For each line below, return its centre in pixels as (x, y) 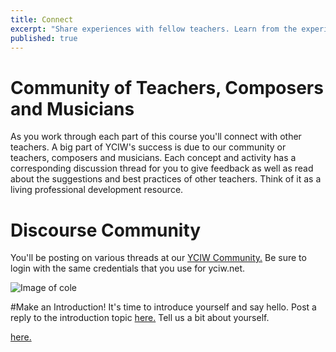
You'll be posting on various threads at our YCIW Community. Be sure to (158, 258)
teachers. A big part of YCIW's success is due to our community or (148, 147)
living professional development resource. (97, 190)
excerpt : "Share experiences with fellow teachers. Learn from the (154, 29)
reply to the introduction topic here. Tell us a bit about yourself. (140, 318)
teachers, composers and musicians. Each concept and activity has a (153, 158)
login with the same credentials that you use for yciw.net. (128, 268)
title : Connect (42, 19)
